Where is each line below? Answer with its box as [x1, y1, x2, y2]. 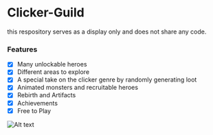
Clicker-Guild [7, 5, 85, 21]
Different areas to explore [16, 68, 90, 76]
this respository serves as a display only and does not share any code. [7, 27, 207, 36]
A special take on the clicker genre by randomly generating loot [16, 75, 197, 84]
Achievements [16, 99, 58, 107]
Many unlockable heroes [16, 60, 87, 69]
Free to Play [16, 106, 52, 114]
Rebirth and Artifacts [16, 91, 76, 99]
